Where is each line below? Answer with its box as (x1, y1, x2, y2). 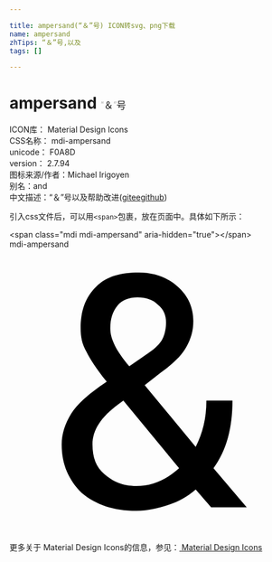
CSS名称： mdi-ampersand (9, 136, 111, 146)
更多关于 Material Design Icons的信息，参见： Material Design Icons (9, 542, 263, 553)
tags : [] (9, 46, 42, 55)
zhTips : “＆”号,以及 (9, 38, 81, 47)
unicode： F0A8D (9, 146, 76, 158)
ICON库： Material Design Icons (9, 124, 128, 136)
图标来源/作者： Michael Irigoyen (9, 169, 130, 181)
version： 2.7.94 (9, 158, 70, 169)
